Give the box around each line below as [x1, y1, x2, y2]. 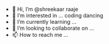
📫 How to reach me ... [12, 32, 68, 38]
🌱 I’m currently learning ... [12, 18, 77, 25]
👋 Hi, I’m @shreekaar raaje [12, 6, 79, 12]
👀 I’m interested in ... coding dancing [12, 12, 104, 19]
